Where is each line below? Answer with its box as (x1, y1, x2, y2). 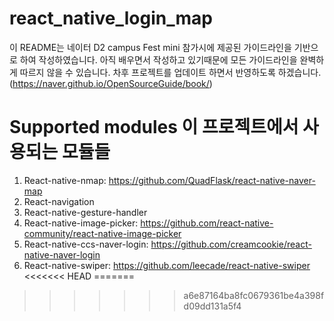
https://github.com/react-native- (140, 217, 274, 229)
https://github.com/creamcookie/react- (150, 238, 312, 250)
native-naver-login (23, 248, 101, 261)
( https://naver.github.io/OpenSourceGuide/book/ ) (9, 77, 213, 89)
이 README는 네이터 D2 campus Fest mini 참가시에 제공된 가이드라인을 (9, 41, 292, 53)
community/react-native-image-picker (23, 227, 182, 239)
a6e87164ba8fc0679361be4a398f (183, 289, 325, 301)
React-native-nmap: (23, 174, 107, 186)
